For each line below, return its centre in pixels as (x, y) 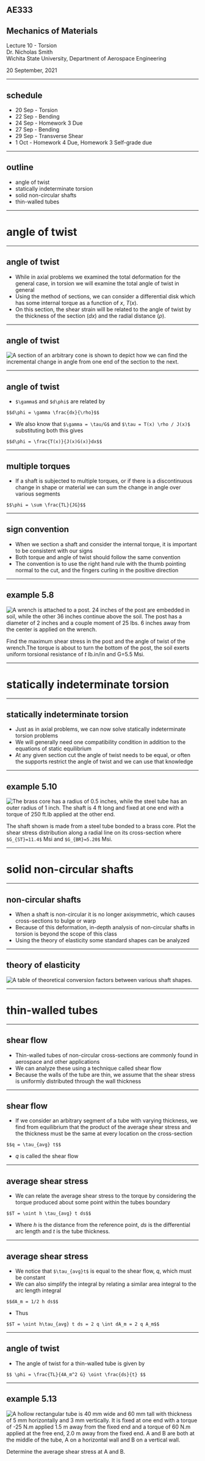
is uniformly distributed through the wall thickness (78, 1081)
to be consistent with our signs (54, 551)
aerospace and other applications (57, 1061)
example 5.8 (30, 595)
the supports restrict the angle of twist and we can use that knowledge (104, 762)
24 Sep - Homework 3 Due (49, 123)
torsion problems (37, 736)
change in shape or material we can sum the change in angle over (98, 488)
